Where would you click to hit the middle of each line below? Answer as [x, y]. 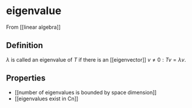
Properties [26, 78]
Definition [24, 45]
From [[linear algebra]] [33, 27]
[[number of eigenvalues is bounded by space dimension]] [85, 92]
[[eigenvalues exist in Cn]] [46, 99]
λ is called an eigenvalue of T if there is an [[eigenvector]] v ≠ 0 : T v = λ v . [96, 59]
